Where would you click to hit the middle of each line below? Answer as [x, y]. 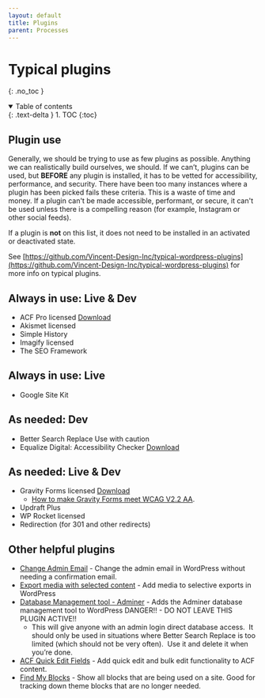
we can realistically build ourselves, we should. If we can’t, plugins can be [129, 168]
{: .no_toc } [26, 91]
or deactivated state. [42, 241]
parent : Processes [38, 30]
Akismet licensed [48, 326]
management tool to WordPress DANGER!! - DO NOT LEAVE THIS [126, 610]
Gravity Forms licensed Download [75, 491]
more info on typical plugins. [55, 274]
